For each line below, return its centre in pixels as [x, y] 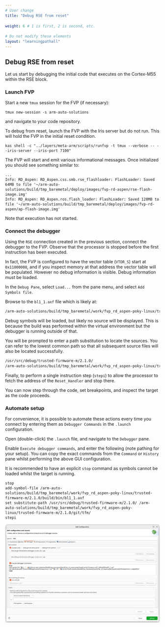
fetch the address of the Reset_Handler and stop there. [60, 380]
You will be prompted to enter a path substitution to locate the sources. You [82, 341]
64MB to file [18, 185]
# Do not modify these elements [38, 36]
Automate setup [25, 408]
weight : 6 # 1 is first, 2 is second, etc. [50, 26]
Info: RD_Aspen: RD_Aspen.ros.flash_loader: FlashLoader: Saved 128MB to [82, 199]
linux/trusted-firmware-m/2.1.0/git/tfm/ [48, 513]
